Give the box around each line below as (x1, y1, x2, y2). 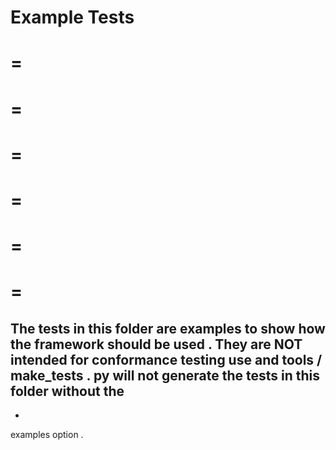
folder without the (10, 382, 125, 400)
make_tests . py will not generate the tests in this (10, 367, 321, 384)
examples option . (10, 429, 84, 441)
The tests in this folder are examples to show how (10, 320, 326, 337)
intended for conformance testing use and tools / (10, 351, 323, 368)
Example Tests (10, 6, 135, 29)
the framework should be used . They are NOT (10, 336, 303, 353)
